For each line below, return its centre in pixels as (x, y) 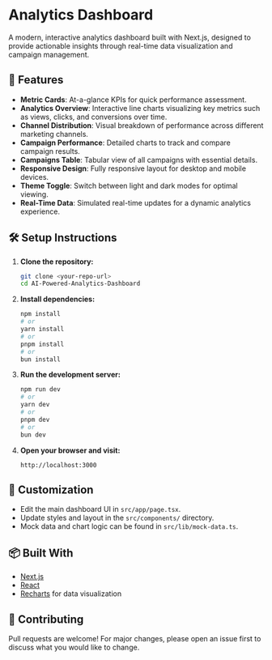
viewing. (34, 194)
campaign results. (50, 151)
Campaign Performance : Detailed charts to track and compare (125, 143)
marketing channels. (54, 134)
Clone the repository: (57, 262)
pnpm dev (35, 419)
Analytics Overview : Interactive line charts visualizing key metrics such (140, 108)
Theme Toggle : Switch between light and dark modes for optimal (129, 185)
